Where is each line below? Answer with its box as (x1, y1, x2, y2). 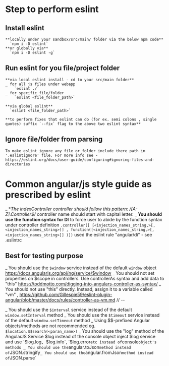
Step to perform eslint (5, 4, 99, 15)
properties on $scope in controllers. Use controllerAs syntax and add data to (5, 276, 164, 282)
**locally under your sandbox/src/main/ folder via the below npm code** (5, 37, 164, 42)
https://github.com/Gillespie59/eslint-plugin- (19, 291, 112, 298)
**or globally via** (5, 46, 49, 51)
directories (5, 161, 30, 167)
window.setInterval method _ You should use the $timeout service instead (5, 312, 160, 318)
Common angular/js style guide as (5, 178, 152, 190)
